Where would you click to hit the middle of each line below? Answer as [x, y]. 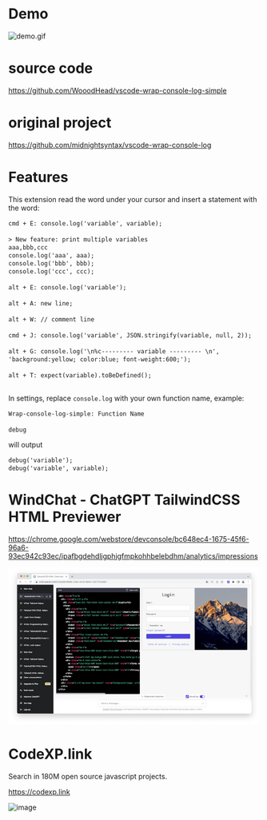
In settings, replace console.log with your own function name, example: [126, 398]
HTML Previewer [65, 517]
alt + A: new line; [41, 303]
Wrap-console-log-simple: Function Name [77, 414]
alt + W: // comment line [51, 319]
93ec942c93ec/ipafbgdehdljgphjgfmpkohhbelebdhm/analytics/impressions [133, 555]
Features [38, 177]
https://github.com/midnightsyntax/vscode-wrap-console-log [110, 145]
